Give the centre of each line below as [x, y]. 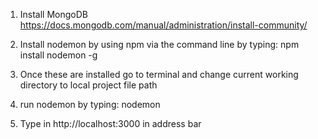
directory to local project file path [88, 85]
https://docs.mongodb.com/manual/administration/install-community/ [163, 25]
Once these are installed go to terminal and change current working [159, 74]
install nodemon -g [58, 55]
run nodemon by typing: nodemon [90, 104]
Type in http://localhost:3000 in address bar [110, 123]
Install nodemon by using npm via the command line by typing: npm [159, 44]
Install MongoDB [54, 14]
